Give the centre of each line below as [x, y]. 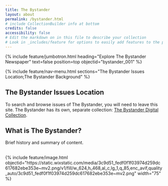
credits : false [21, 28]
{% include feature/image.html [37, 158]
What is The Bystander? [43, 130]
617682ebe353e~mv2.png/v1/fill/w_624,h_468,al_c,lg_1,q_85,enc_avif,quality [84, 168]
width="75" [149, 174]
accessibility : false [28, 33]
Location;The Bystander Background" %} [47, 77]
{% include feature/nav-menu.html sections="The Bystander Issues [75, 71]
